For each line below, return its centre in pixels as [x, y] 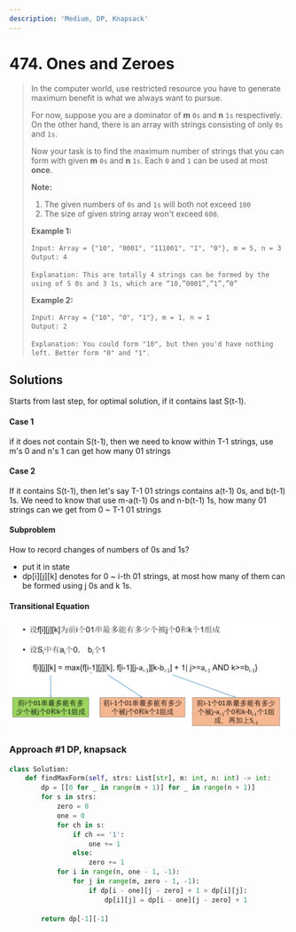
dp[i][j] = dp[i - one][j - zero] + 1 [176, 900]
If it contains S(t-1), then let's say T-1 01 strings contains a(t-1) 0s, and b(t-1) [148, 490]
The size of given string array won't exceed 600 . [132, 214]
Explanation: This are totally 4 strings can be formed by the [150, 275]
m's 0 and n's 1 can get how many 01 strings [90, 450]
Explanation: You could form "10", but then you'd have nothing [152, 344]
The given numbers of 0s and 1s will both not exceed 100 [147, 204]
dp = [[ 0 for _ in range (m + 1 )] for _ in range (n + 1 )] [148, 788]
